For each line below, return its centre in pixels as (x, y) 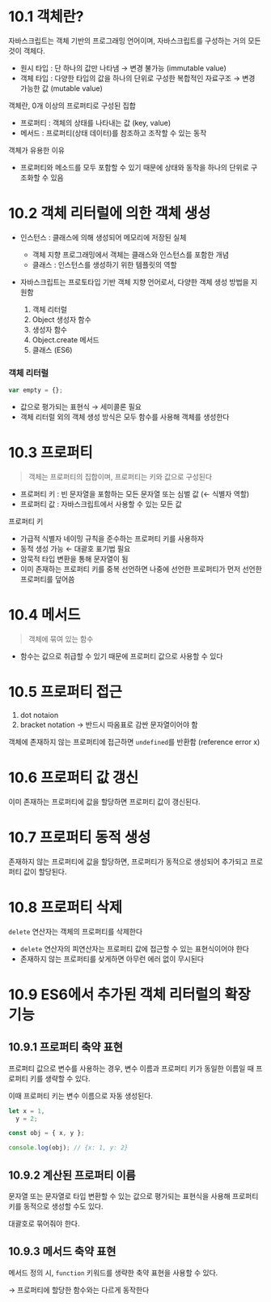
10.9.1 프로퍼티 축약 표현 (66, 1047)
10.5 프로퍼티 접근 (66, 692)
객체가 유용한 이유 (36, 150)
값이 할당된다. (45, 871)
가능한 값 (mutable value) (61, 88)
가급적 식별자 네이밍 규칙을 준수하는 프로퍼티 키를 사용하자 (112, 538)
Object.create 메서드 (66, 339)
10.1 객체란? (46, 17)
